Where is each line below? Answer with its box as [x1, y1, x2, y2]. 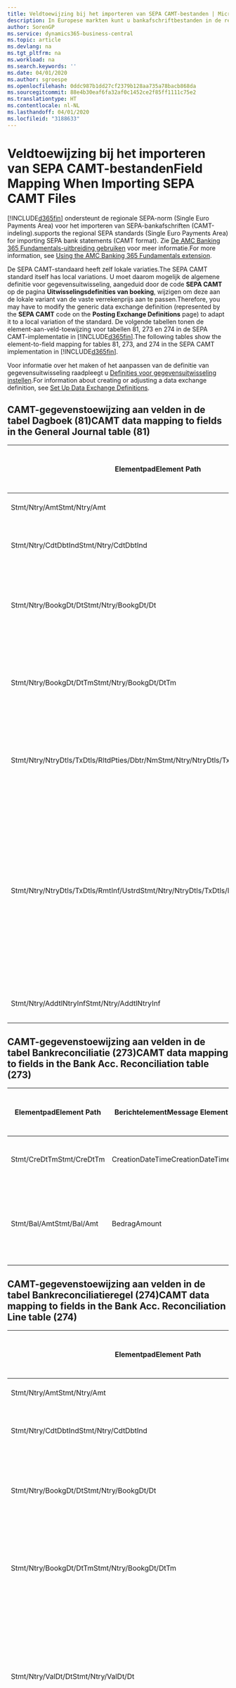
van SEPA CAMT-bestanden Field [7, 160, 203, 176]
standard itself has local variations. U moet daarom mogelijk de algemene [7, 272, 220, 281]
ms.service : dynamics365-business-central [7, 30, 133, 37]
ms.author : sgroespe [7, 75, 68, 83]
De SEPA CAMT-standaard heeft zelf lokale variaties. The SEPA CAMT [7, 265, 208, 273]
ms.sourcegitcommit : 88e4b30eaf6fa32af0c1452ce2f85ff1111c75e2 [7, 89, 197, 96]
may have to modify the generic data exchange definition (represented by [7, 302, 221, 311]
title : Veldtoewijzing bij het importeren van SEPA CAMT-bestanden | [7, 10, 216, 18]
